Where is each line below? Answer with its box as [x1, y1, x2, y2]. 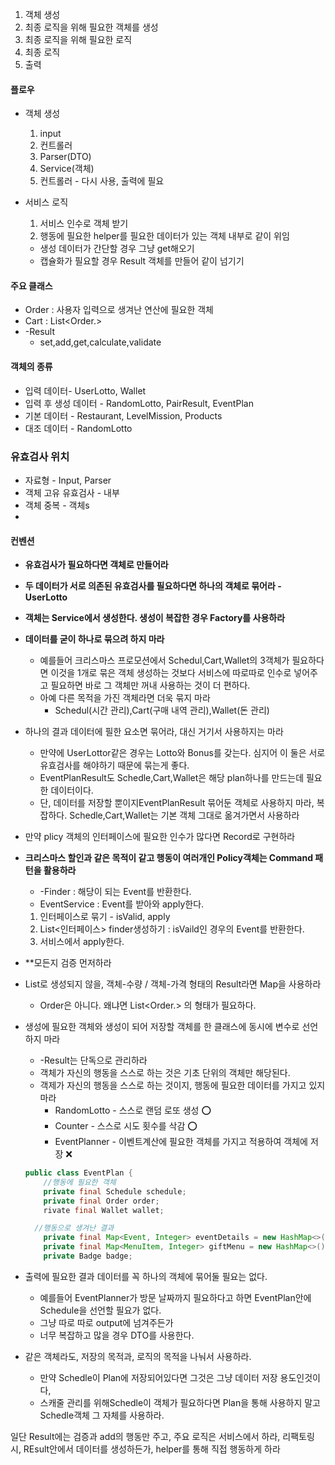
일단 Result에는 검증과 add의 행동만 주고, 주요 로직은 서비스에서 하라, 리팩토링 [10, 1430, 315, 1442]
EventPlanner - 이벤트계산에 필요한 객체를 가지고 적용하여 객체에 [54, 1136, 308, 1148]
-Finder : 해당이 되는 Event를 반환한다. [39, 886, 192, 898]
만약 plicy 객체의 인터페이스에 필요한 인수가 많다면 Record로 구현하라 [24, 831, 296, 843]
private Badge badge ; [43, 1251, 133, 1262]
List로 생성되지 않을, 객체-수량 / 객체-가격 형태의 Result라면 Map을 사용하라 [24, 978, 322, 990]
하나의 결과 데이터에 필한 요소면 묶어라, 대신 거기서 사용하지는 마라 [24, 726, 284, 738]
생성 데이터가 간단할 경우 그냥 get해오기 [39, 243, 195, 255]
